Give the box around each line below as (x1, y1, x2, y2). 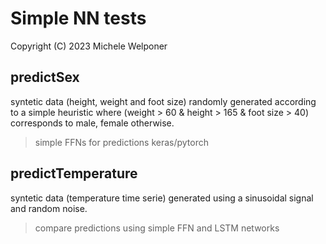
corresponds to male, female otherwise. (10, 117, 175, 129)
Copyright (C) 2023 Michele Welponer (10, 40, 168, 52)
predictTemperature (10, 165, 138, 182)
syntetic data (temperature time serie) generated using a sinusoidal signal (10, 192, 314, 204)
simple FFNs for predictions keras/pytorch (34, 136, 210, 148)
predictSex (10, 69, 80, 86)
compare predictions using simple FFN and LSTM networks (34, 222, 280, 234)
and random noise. (10, 202, 88, 214)
